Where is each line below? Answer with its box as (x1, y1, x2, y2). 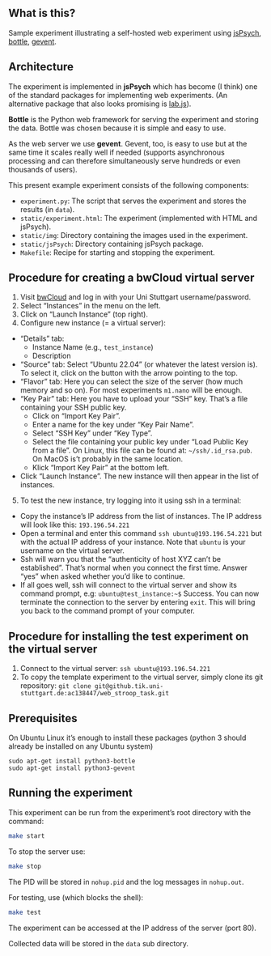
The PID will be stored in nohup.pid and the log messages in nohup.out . (8, 877, 244, 886)
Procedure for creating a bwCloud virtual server (8, 271, 255, 285)
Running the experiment (8, 786, 133, 800)
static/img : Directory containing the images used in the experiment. (19, 230, 248, 240)
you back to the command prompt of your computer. (19, 606, 196, 616)
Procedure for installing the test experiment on (8, 629, 249, 643)
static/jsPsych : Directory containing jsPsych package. (19, 239, 204, 249)
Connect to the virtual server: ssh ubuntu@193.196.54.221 (19, 664, 211, 673)
